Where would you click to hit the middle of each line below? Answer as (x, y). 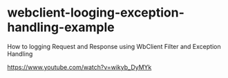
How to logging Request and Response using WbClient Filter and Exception (114, 46)
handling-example (61, 27)
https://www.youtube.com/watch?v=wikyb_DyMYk (79, 67)
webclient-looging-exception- (96, 13)
